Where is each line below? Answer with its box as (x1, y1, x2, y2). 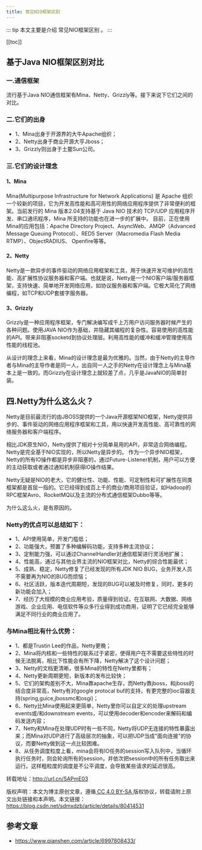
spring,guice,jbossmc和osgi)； (22, 694, 99, 701)
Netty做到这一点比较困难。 (35, 739, 103, 747)
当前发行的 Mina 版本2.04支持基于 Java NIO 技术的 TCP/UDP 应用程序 (16, 207, 191, 214)
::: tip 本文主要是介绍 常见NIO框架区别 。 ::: (6, 26, 112, 33)
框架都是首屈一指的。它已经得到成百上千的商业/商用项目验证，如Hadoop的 (6, 484, 191, 491)
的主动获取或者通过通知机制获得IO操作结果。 (6, 463, 117, 470)
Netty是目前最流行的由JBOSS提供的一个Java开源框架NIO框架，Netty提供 (6, 413, 188, 420)
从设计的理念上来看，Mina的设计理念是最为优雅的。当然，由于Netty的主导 (6, 354, 191, 362)
